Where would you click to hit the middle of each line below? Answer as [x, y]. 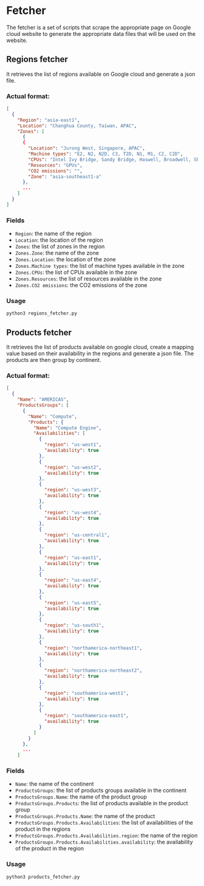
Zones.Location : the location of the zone [66, 259]
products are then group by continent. [54, 360]
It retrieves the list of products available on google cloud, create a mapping [100, 347]
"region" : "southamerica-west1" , [87, 693]
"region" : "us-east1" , [73, 557]
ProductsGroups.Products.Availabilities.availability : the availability [104, 842]
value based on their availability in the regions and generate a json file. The [100, 353]
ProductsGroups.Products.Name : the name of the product [85, 816]
